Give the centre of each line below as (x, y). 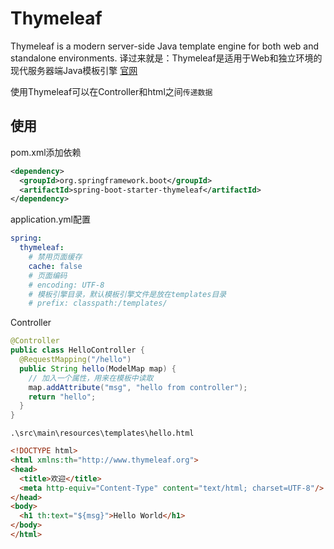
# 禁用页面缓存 (55, 257)
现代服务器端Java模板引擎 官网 (74, 70)
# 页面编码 (48, 275)
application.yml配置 (50, 219)
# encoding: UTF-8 (66, 285)
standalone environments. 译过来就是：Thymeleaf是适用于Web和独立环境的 (166, 58)
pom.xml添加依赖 (46, 152)
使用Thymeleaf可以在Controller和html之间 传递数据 (111, 91)
